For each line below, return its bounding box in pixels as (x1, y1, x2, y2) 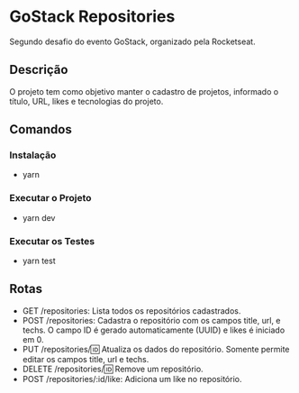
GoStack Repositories (9, 6, 176, 27)
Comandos (9, 122, 72, 137)
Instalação (9, 149, 57, 161)
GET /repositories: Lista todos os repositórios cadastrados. (22, 305, 241, 316)
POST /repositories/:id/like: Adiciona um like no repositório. (22, 373, 242, 384)
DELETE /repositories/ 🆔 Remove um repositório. (22, 363, 204, 374)
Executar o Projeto (9, 192, 92, 205)
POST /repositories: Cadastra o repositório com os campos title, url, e (22, 315, 281, 325)
